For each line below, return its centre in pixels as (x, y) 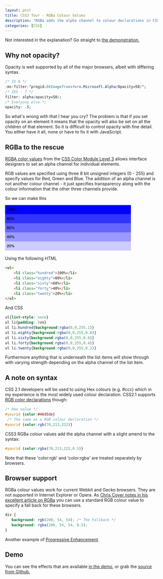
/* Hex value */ (21, 409)
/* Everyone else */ (26, 102)
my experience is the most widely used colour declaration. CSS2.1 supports (80, 395)
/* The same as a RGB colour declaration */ (53, 419)
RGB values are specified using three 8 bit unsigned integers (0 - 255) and (79, 174)
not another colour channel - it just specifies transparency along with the (78, 184)
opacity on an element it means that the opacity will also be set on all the (78, 122)
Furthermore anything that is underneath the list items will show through (77, 357)
